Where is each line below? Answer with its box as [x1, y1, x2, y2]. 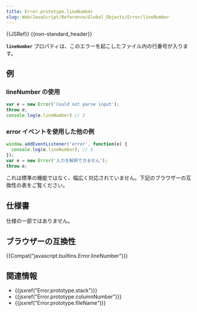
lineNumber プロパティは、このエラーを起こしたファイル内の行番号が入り [6, 42, 183, 49]
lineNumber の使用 [6, 88, 61, 96]
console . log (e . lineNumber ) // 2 [6, 112, 85, 118]
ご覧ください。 [31, 182, 68, 189]
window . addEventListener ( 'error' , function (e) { [6, 141, 128, 147]
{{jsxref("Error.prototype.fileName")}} [14, 299, 106, 306]
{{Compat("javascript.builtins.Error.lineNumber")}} [6, 253, 128, 260]
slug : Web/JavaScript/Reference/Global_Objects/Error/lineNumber [6, 14, 169, 20]
